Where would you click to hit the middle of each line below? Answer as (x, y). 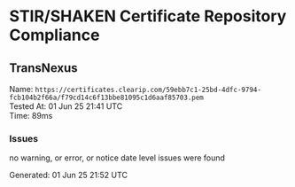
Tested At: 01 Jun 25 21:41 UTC (66, 106)
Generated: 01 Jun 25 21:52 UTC (69, 175)
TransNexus (43, 68)
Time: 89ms (31, 116)
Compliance (54, 35)
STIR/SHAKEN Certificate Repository (148, 16)
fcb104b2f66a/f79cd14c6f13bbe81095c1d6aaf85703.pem (106, 97)
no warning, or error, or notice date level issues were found (117, 158)
